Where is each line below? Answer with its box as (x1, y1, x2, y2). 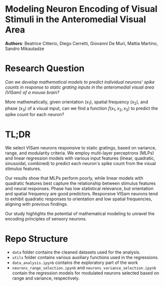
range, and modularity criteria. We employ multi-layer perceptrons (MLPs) (5, 150, 154, 156)
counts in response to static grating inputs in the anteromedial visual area (5, 84, 154, 90)
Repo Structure (5, 233, 69, 244)
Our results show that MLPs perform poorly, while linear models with (5, 175, 143, 181)
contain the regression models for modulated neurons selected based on (12, 270, 159, 276)
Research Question (5, 63, 85, 74)
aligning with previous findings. (5, 201, 69, 207)
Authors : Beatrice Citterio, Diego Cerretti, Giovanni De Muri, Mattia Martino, (5, 40, 158, 46)
